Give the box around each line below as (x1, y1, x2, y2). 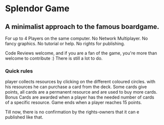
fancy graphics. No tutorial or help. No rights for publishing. (5, 41, 125, 47)
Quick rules (5, 67, 33, 74)
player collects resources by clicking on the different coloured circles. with (5, 79, 156, 85)
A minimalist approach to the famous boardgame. (5, 23, 160, 31)
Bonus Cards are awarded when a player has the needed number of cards (5, 94, 154, 100)
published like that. (5, 114, 44, 120)
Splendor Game (5, 3, 70, 14)
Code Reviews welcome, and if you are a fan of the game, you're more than (5, 50, 158, 56)
